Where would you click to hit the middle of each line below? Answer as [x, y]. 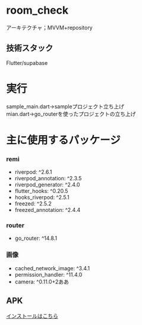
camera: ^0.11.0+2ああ [42, 282]
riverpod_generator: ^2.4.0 [47, 185]
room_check [37, 10]
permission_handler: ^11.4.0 [48, 274]
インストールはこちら [32, 315]
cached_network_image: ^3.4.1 [52, 268]
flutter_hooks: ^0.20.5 [41, 191]
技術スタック [30, 48]
